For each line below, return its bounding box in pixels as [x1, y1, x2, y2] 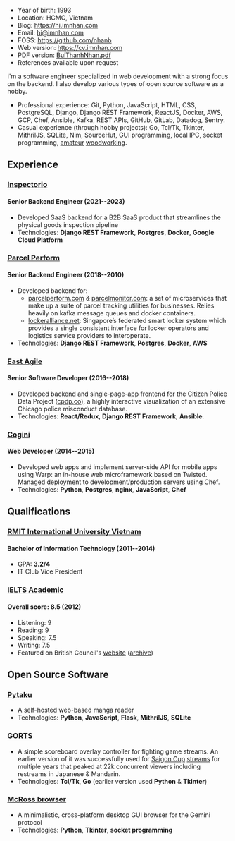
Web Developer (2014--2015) [7, 447, 95, 456]
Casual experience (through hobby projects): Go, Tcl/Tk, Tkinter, [17, 123, 205, 131]
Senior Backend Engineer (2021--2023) [7, 197, 125, 205]
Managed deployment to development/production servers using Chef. [17, 478, 220, 486]
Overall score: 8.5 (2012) [7, 603, 82, 611]
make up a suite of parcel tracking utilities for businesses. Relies [27, 301, 215, 310]
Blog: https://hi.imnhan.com [17, 21, 99, 29]
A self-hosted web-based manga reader [17, 706, 134, 715]
